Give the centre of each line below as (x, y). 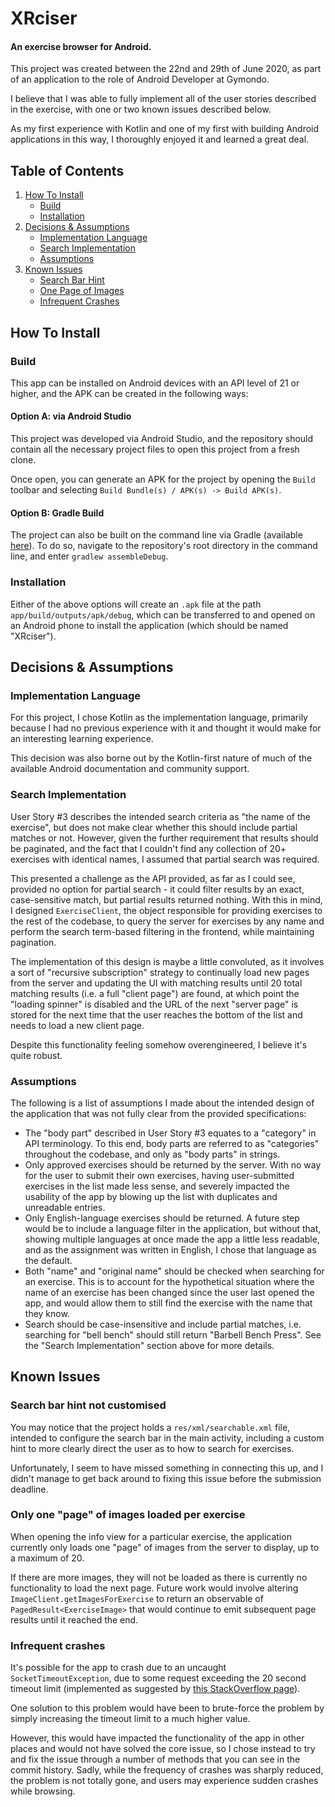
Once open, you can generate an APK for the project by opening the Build (163, 479)
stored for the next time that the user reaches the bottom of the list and (156, 1014)
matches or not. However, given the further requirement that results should (164, 838)
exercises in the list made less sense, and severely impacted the (157, 1186)
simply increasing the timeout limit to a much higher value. (130, 1719)
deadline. (29, 1489)
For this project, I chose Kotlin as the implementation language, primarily (159, 718)
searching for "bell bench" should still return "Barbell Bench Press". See (173, 1334)
